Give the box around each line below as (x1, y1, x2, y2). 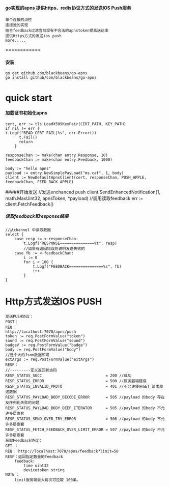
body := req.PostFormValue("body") (5, 347, 81, 352)
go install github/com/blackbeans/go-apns (5, 75, 97, 80)
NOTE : (5, 472, 19, 477)
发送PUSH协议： (5, 313, 34, 319)
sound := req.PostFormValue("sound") (5, 338, 86, 343)
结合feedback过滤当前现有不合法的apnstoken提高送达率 (5, 28, 108, 33)
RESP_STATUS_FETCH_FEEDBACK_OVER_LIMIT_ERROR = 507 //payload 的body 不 (5, 427, 161, 432)
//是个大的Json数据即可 (5, 352, 50, 357)
